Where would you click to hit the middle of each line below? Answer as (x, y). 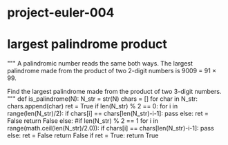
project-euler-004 (61, 13)
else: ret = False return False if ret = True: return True (83, 135)
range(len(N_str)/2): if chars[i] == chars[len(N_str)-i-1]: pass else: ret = (108, 114)
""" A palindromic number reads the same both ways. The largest (100, 64)
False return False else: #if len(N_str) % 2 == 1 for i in (83, 121)
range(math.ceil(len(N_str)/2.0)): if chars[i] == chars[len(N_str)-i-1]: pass (111, 128)
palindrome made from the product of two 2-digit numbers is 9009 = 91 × (112, 71)
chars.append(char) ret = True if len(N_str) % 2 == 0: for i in (93, 106)
